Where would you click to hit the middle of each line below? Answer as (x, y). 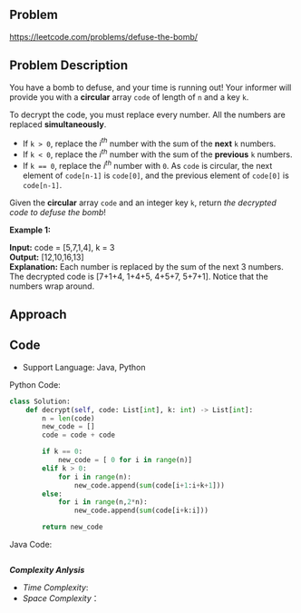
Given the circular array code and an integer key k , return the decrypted (143, 203)
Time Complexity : (55, 588)
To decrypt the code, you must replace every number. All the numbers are (147, 114)
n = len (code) (68, 418)
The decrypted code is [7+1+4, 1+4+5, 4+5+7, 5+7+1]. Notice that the (139, 276)
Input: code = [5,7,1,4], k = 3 (62, 247)
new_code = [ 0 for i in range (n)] (125, 460)
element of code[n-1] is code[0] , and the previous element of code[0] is (156, 175)
